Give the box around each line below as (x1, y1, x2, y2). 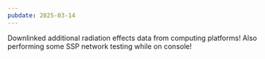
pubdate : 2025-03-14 (7, 11, 76, 20)
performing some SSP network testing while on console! (7, 41, 193, 51)
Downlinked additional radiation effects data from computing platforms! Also (7, 33, 258, 42)
